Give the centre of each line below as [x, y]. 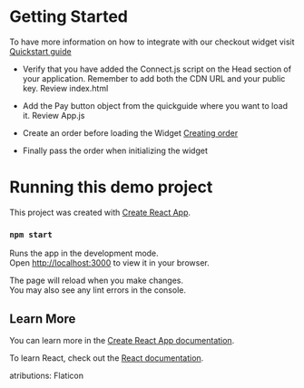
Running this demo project [111, 187]
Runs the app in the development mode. [84, 253]
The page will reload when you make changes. [97, 281]
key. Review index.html [65, 88]
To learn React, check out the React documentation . [107, 358]
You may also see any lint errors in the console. [98, 290]
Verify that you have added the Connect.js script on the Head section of [157, 69]
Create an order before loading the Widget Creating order [130, 132]
